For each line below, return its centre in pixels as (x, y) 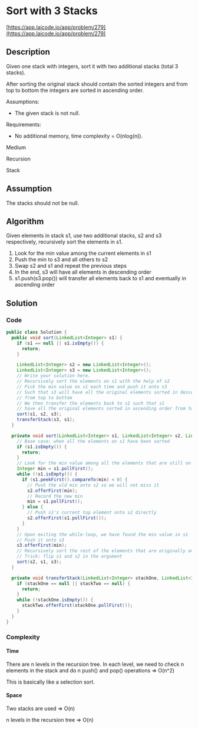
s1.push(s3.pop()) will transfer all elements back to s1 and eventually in (100, 278)
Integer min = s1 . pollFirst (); (55, 469)
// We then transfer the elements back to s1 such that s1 (91, 403)
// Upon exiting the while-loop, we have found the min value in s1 (103, 534)
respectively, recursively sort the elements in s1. (64, 242)
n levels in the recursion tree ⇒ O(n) (50, 720)
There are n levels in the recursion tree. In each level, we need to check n (95, 664)
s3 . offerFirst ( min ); (42, 546)
